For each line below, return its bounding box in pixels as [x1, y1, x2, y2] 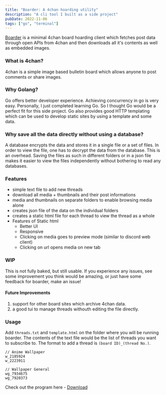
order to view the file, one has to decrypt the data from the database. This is [5, 147, 161, 153]
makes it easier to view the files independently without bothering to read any [5, 158, 161, 164]
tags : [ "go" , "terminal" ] [5, 21, 58, 26]
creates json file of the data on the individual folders [12, 208, 119, 214]
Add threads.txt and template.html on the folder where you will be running [5, 330, 159, 336]
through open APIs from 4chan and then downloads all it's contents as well [5, 40, 158, 46]
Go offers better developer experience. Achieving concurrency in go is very [5, 97, 159, 103]
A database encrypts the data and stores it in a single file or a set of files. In [5, 142, 159, 148]
